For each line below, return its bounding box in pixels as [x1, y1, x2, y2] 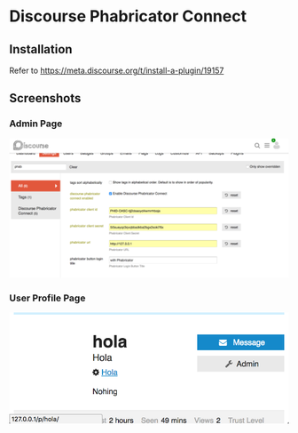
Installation [9, 42, 73, 57]
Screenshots [9, 91, 82, 106]
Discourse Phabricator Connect [9, 6, 247, 27]
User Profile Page [9, 292, 86, 304]
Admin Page [9, 117, 63, 130]
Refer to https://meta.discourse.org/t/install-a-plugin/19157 [9, 65, 224, 76]
